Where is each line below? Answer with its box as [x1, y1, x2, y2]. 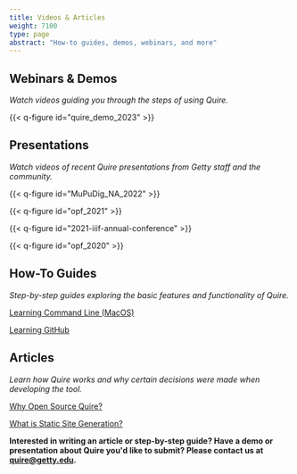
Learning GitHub [9, 324, 70, 335]
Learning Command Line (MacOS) [9, 307, 135, 318]
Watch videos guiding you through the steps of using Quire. [9, 95, 229, 105]
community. [9, 170, 54, 181]
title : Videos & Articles [9, 12, 105, 22]
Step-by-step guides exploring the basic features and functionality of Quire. [9, 289, 290, 300]
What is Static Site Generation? [9, 418, 123, 428]
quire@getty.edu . [9, 454, 77, 465]
